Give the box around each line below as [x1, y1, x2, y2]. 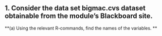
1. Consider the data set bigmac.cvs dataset [5, 4, 146, 12]
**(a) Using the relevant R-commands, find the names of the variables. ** [5, 25, 157, 31]
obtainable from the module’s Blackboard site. [5, 12, 153, 20]
